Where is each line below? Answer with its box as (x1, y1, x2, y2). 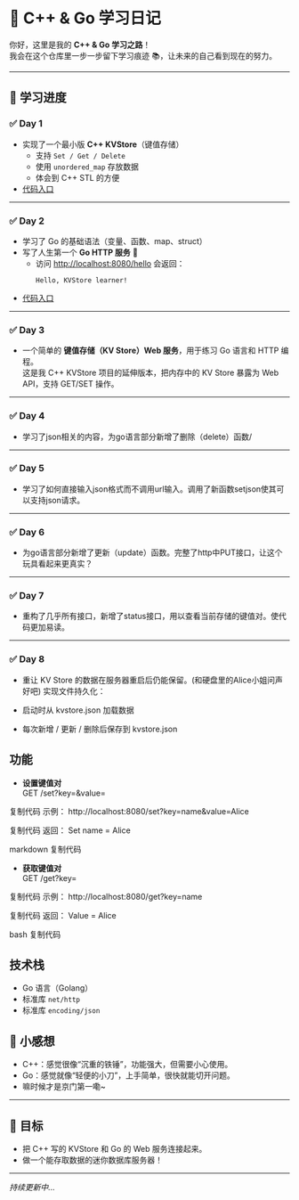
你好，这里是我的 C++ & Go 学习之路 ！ (9, 39, 151, 50)
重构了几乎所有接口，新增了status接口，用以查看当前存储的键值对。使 (21, 611, 279, 622)
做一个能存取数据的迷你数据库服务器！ (21, 1155, 163, 1165)
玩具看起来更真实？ (21, 559, 93, 569)
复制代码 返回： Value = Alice (9, 910, 117, 920)
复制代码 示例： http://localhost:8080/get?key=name (9, 891, 203, 902)
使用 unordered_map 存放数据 (35, 161, 140, 172)
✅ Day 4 (9, 410, 45, 422)
